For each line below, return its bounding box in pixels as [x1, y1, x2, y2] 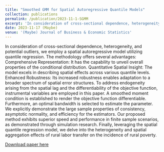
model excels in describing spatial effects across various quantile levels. [5, 70, 150, 75]
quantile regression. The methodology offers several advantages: [5, 54, 137, 59]
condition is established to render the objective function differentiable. [5, 96, 146, 101]
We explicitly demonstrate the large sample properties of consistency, [5, 106, 146, 112]
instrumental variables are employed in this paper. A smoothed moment [5, 90, 149, 96]
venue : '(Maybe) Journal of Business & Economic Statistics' [5, 30, 132, 35]
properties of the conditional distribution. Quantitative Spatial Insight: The [5, 64, 153, 70]
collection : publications [5, 12, 58, 17]
